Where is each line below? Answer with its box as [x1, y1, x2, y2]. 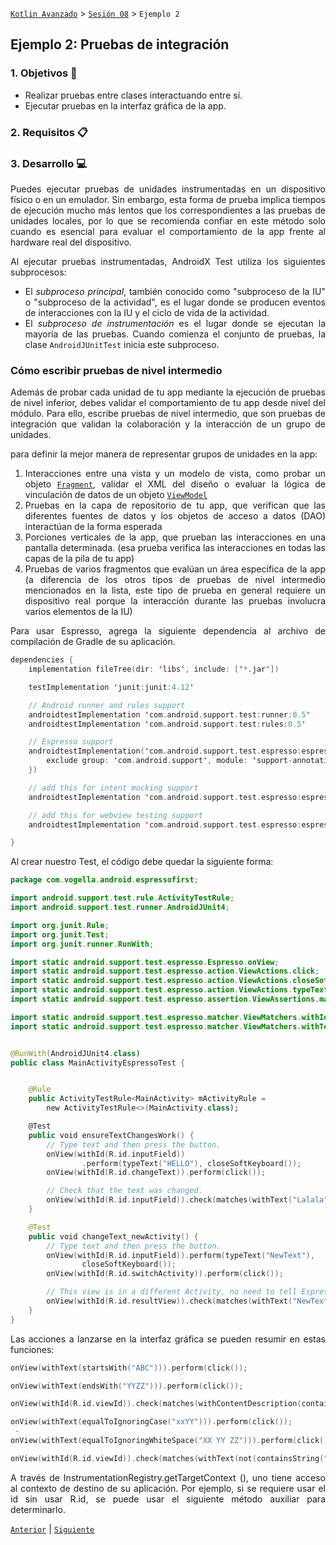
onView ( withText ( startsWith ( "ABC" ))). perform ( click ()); [10, 1363, 248, 1373]
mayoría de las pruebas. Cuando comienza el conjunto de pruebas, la [24, 328, 326, 340]
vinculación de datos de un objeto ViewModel [24, 489, 208, 501]
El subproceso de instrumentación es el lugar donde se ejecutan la [24, 317, 326, 329]
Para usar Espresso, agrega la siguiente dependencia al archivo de [10, 625, 326, 637]
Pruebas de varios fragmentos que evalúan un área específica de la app [24, 563, 326, 575]
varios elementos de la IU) [24, 606, 133, 618]
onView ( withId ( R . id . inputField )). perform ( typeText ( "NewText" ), [46, 1250, 315, 1260]
